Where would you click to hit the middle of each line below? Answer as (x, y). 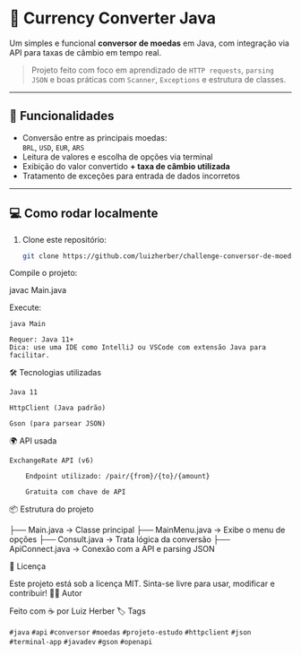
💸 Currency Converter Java (113, 18)
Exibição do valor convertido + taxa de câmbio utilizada (126, 166)
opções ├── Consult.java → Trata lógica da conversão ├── (120, 539)
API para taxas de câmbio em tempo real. (86, 52)
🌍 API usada (33, 441)
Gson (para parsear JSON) (57, 424)
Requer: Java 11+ (42, 340)
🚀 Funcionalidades (62, 116)
